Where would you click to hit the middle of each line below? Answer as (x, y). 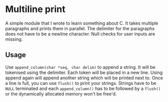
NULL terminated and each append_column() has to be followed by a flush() (83, 88)
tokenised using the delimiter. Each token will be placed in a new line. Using (84, 72)
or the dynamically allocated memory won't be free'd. (61, 93)
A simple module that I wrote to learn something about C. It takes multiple (82, 23)
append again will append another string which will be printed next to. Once (84, 78)
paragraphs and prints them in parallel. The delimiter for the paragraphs (80, 28)
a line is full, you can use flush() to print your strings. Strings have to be (81, 83)
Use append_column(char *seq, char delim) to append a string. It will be (80, 67)
